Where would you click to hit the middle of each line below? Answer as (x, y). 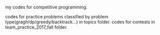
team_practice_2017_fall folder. (37, 27)
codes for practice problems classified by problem (57, 17)
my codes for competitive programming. (46, 7)
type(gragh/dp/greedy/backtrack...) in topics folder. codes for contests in (80, 22)
